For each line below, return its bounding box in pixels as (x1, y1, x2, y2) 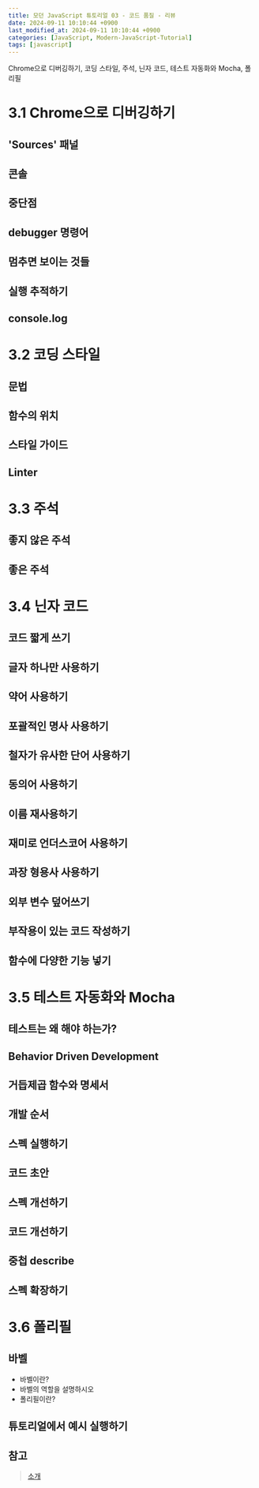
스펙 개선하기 (8, 1196, 69, 1209)
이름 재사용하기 (8, 807, 78, 821)
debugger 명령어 (8, 226, 89, 239)
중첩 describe (8, 1254, 75, 1268)
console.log (8, 312, 69, 325)
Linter (8, 465, 38, 479)
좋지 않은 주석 (8, 534, 71, 547)
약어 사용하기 (8, 690, 69, 704)
